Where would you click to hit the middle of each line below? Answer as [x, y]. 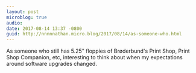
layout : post [23, 12]
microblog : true [27, 17]
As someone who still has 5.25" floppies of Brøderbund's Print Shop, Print [98, 51]
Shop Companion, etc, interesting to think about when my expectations [94, 57]
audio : [14, 23]
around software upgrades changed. [52, 64]
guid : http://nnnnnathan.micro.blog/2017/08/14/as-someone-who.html [94, 34]
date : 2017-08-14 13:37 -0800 [44, 28]
